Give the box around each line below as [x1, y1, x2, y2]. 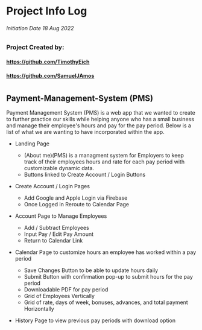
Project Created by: [6, 43, 65, 52]
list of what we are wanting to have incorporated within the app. [6, 129, 165, 136]
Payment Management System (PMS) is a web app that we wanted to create [6, 109, 196, 116]
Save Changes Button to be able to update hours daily [24, 267, 159, 274]
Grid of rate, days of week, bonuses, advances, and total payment [24, 299, 188, 306]
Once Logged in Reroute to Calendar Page [24, 201, 130, 208]
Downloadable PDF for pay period [24, 286, 109, 293]
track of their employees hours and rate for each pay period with [24, 158, 185, 165]
